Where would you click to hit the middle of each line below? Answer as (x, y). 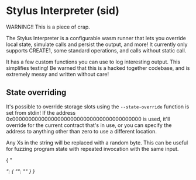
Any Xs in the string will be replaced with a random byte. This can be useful (97, 142)
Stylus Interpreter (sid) (63, 11)
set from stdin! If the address (41, 112)
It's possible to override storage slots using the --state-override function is (98, 107)
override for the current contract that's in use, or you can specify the (89, 125)
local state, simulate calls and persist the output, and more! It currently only (97, 44)
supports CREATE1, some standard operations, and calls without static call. (96, 50)
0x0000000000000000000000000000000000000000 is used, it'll (88, 119)
